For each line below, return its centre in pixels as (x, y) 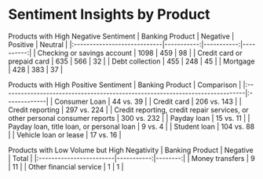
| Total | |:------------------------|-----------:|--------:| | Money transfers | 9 (131, 158)
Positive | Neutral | (38, 44)
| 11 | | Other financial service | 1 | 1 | (66, 166)
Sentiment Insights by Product (109, 15)
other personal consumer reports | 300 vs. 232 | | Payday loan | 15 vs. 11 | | (129, 118)
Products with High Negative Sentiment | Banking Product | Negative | (121, 36)
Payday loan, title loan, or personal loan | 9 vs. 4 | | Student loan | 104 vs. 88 (131, 126)
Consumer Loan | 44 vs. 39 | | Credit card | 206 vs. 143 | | (148, 101)
